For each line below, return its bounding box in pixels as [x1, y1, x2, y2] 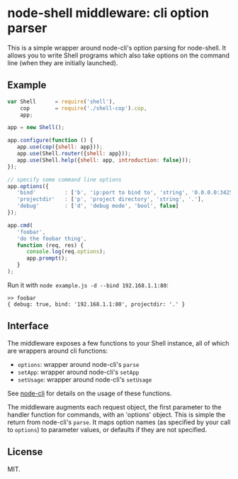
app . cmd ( [7, 221, 33, 229]
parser [7, 20, 47, 36]
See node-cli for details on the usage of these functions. [7, 389, 172, 397]
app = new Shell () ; [7, 124, 65, 131]
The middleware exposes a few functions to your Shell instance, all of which [7, 338, 229, 347]
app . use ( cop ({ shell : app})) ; [16, 143, 103, 150]
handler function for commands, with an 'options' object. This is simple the [7, 410, 226, 419]
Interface [7, 320, 49, 332]
